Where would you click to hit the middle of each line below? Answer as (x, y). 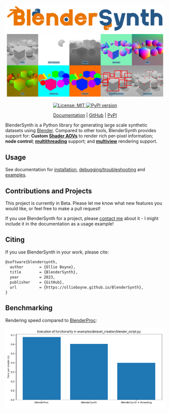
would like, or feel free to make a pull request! (53, 209)
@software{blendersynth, (31, 262)
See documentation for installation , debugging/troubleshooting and (75, 170)
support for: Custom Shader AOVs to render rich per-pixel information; (79, 136)
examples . (16, 175)
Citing (15, 240)
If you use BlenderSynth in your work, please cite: (57, 252)
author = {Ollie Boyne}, (43, 267)
